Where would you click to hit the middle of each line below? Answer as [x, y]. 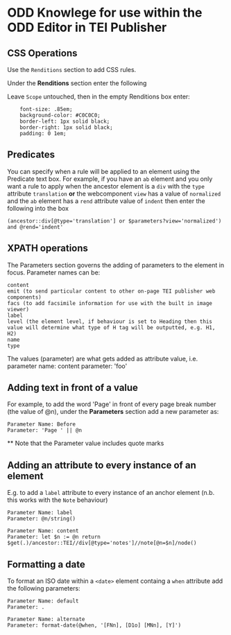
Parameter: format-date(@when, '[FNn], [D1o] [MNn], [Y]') [94, 625]
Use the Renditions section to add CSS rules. [72, 70]
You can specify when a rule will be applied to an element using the [104, 171]
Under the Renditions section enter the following [77, 83]
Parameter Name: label [40, 513]
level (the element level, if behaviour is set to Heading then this [110, 321]
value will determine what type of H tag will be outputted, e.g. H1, [111, 327]
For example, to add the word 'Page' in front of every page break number [112, 404]
